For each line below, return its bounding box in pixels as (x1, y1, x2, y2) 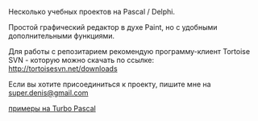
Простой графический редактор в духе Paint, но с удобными (8, 23, 218, 31)
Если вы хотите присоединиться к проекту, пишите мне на (8, 80, 211, 89)
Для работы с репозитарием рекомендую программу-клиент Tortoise (8, 47, 251, 56)
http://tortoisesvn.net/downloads (8, 64, 119, 73)
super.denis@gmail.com (8, 88, 89, 98)
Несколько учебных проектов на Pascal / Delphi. (8, 7, 176, 16)
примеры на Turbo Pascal (8, 104, 97, 113)
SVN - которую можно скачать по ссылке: (8, 56, 155, 65)
